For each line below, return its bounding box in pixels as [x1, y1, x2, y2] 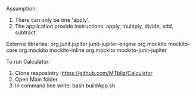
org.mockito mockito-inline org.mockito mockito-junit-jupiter [18, 47, 167, 54]
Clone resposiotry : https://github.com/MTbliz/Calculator [14, 70, 153, 76]
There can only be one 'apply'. [14, 17, 90, 23]
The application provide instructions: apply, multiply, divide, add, [14, 23, 174, 30]
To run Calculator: [6, 58, 51, 65]
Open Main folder [14, 76, 58, 83]
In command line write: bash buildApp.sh [14, 82, 116, 89]
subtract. [14, 29, 38, 36]
